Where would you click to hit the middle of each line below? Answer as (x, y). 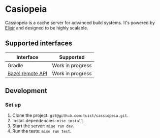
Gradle (15, 65)
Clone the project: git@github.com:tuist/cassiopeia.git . (70, 115)
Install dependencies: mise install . (48, 121)
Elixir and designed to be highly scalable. (47, 28)
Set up (13, 105)
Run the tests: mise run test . (42, 131)
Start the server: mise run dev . (43, 126)
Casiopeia (26, 9)
